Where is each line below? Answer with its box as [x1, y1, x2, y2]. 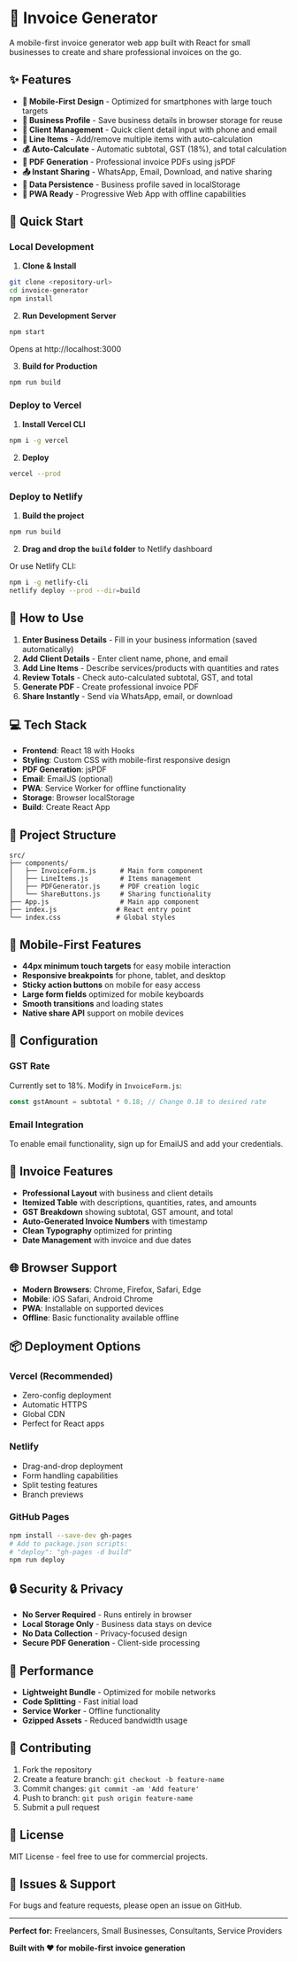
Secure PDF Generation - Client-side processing [21, 1638, 201, 1648]
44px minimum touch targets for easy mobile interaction [21, 961, 232, 971]
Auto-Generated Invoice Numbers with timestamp [21, 1216, 208, 1226]
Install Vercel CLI [21, 419, 86, 430]
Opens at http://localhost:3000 [9, 343, 122, 354]
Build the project [21, 510, 85, 521]
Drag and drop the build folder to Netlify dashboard [21, 544, 213, 555]
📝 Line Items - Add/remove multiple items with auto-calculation [21, 133, 254, 144]
